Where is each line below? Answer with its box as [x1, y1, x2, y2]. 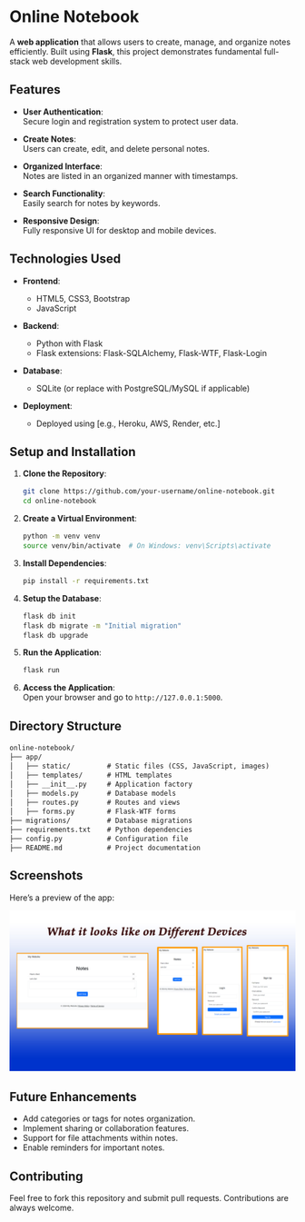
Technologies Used [9, 252, 121, 267]
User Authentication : [22, 106, 104, 117]
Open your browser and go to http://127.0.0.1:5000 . [22, 692, 223, 703]
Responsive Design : [22, 215, 100, 226]
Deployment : [22, 400, 73, 411]
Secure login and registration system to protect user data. [22, 115, 239, 126]
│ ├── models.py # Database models [9, 789, 177, 799]
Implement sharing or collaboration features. [22, 1123, 190, 1134]
